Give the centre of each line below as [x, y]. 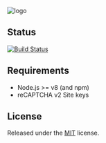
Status [22, 32]
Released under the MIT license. [53, 133]
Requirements [38, 71]
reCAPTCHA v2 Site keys [53, 95]
